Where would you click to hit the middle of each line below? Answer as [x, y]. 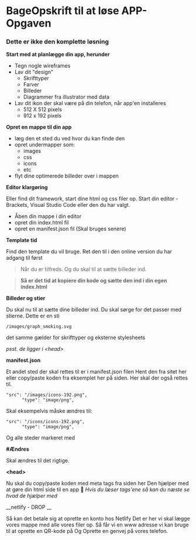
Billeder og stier [26, 298]
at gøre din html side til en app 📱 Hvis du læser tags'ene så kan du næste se [98, 489]
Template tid [22, 240]
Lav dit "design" [34, 72]
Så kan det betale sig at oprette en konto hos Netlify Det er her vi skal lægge [98, 519]
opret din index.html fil [42, 223]
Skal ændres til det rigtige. [38, 461]
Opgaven [29, 23]
